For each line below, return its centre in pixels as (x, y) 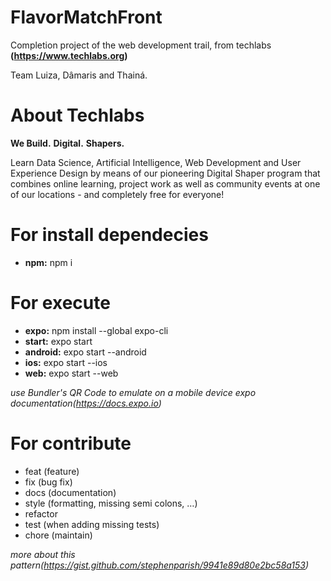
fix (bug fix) (48, 482)
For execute (60, 303)
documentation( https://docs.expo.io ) (86, 403)
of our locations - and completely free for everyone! (117, 194)
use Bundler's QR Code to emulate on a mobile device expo (133, 392)
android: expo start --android (85, 352)
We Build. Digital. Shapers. (67, 143)
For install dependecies (109, 235)
